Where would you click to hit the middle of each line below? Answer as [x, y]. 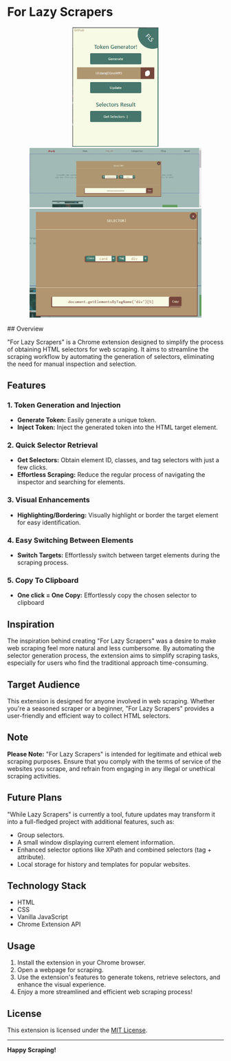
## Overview [25, 329]
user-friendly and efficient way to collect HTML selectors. [89, 716]
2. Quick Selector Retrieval [53, 445]
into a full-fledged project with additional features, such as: [91, 821]
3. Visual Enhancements [49, 500]
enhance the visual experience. [62, 985]
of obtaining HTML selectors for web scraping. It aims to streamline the [108, 349]
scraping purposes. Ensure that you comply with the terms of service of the [114, 761]
